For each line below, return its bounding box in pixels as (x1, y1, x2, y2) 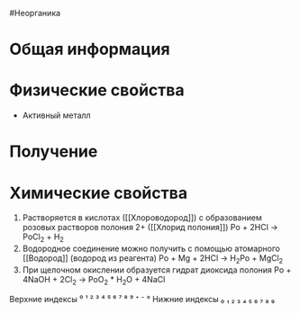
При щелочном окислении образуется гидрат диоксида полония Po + (22, 264, 292, 275)
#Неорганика (9, 8, 61, 18)
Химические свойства (9, 183, 187, 203)
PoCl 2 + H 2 (22, 231, 65, 245)
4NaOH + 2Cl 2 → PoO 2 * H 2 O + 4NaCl (22, 273, 166, 287)
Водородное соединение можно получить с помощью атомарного (22, 243, 281, 255)
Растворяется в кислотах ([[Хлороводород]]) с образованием (22, 212, 263, 223)
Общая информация (9, 40, 170, 59)
